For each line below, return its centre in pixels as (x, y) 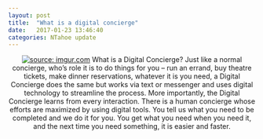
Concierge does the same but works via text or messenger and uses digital (132, 85)
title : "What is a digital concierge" (73, 23)
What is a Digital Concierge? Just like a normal (167, 60)
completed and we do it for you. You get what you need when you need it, (132, 118)
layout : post (29, 15)
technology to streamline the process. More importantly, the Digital (132, 93)
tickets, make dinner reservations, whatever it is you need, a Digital (132, 76)
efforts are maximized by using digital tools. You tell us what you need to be (132, 110)
